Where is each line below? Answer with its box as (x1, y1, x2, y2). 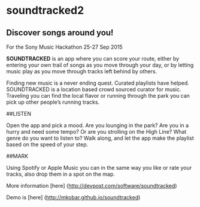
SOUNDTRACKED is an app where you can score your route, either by (6, 55, 180, 62)
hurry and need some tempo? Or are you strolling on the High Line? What (6, 128, 187, 135)
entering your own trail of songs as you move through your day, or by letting (6, 61, 194, 68)
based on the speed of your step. (6, 141, 89, 148)
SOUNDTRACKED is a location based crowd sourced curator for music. (6, 86, 181, 93)
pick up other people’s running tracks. (6, 98, 100, 106)
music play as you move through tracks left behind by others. (6, 68, 157, 75)
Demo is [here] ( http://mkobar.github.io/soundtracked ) (6, 194, 141, 201)
